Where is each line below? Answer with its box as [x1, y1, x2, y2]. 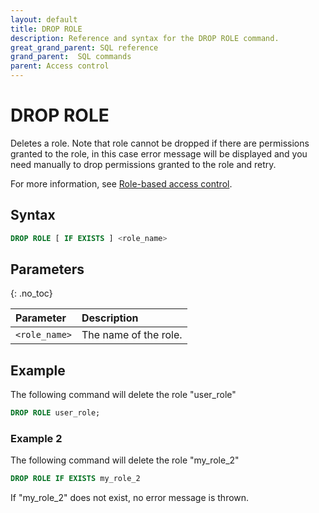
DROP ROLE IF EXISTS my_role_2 [10, 474, 141, 484]
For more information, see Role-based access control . [10, 177, 233, 190]
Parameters [10, 261, 85, 278]
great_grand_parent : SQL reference [10, 42, 159, 53]
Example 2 [10, 432, 63, 446]
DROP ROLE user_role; [10, 408, 101, 418]
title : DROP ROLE [10, 24, 83, 34]
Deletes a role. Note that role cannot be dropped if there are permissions [10, 137, 310, 149]
